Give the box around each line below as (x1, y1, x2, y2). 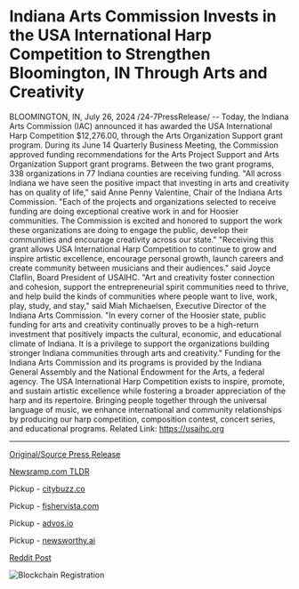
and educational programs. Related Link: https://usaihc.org (9, 423, 225, 433)
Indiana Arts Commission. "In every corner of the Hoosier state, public (9, 310, 267, 320)
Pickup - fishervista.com (9, 500, 100, 511)
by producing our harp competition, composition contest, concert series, (9, 414, 276, 424)
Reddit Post (9, 552, 52, 562)
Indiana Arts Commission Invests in (9, 6, 277, 27)
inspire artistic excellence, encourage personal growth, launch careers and (9, 253, 284, 263)
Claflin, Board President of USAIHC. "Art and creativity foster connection (9, 271, 276, 282)
